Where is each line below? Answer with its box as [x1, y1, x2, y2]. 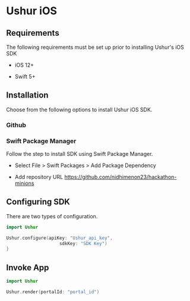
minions [14, 180, 34, 187]
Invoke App [6, 262, 49, 272]
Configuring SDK [6, 197, 70, 207]
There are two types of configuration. [6, 212, 98, 220]
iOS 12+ [14, 61, 34, 68]
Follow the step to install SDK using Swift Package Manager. [6, 150, 153, 158]
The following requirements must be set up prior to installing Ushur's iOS [6, 43, 184, 51]
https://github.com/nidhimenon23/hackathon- [64, 174, 177, 181]
